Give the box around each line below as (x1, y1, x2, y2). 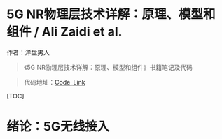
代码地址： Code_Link (23, 78, 85, 86)
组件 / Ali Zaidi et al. (6, 24, 123, 40)
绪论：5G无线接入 (6, 119, 110, 135)
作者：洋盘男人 (6, 48, 50, 57)
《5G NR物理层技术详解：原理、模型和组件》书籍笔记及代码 (23, 63, 193, 71)
